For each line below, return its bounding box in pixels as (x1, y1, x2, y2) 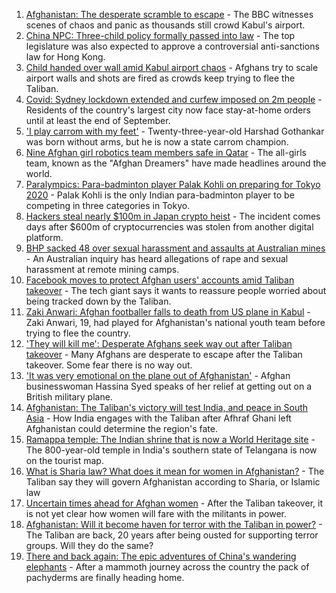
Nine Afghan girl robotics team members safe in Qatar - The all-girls (25, 147, 307, 158)
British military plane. (25, 391, 113, 403)
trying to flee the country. (25, 327, 131, 339)
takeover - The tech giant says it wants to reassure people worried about (25, 285, 327, 296)
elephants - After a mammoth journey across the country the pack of (25, 561, 310, 573)
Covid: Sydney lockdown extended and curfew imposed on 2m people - (25, 94, 323, 105)
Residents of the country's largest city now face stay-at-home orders (25, 104, 311, 116)
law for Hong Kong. (25, 51, 106, 63)
